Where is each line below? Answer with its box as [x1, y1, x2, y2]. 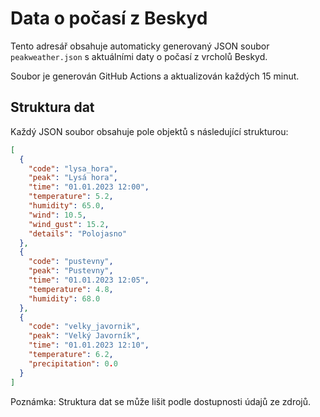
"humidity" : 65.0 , [28, 201, 105, 211]
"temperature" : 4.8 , [28, 284, 114, 294]
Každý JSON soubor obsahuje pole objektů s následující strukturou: [10, 125, 289, 137]
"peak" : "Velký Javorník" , [28, 331, 141, 341]
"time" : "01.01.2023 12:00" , [28, 182, 150, 192]
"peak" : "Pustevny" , [28, 266, 114, 276]
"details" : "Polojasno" [28, 228, 128, 239]
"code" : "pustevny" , [28, 257, 114, 267]
